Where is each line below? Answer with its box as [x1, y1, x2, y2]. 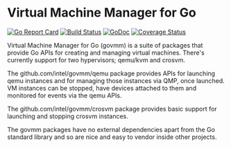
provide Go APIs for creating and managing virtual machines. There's [7, 48, 205, 57]
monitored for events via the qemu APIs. [7, 91, 122, 100]
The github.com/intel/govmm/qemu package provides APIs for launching [7, 69, 216, 77]
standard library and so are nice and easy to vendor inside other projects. [7, 133, 217, 141]
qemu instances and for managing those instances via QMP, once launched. [7, 76, 225, 84]
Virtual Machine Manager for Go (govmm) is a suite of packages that [7, 41, 203, 49]
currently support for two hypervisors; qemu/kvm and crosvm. [7, 55, 186, 64]
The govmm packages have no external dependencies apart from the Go [7, 125, 215, 133]
